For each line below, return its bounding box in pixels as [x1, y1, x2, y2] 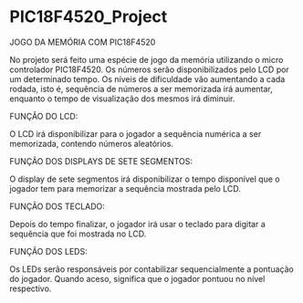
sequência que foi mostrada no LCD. [9, 228, 147, 239]
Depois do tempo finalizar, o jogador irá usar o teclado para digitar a [9, 218, 266, 229]
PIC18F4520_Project [9, 6, 168, 27]
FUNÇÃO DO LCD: [9, 110, 78, 121]
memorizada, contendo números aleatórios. [9, 138, 173, 149]
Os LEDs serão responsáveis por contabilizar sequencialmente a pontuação [9, 263, 294, 275]
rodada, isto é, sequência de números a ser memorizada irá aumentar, [9, 83, 274, 94]
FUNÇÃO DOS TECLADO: [9, 201, 105, 212]
